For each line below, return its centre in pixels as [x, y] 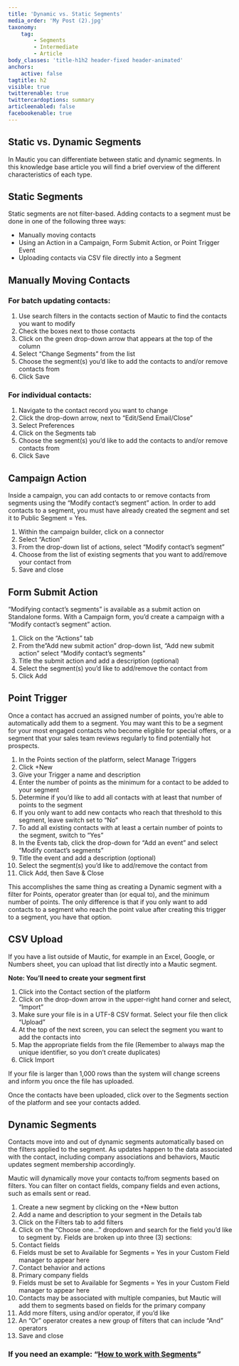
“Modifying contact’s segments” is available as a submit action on [105, 609]
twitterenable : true [39, 93]
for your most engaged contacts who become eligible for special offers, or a [120, 730]
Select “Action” [41, 540]
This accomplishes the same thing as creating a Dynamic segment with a [115, 886]
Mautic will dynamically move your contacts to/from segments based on [114, 1178]
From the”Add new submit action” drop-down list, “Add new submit [116, 646]
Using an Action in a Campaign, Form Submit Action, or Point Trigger [119, 243]
